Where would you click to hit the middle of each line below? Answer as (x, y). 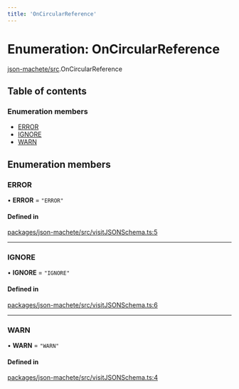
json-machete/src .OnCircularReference (65, 69)
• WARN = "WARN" (33, 345)
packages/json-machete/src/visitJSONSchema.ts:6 (83, 305)
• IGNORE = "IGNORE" (38, 273)
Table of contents (47, 91)
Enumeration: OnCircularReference (114, 49)
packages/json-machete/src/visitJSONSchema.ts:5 (83, 233)
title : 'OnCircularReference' (52, 14)
